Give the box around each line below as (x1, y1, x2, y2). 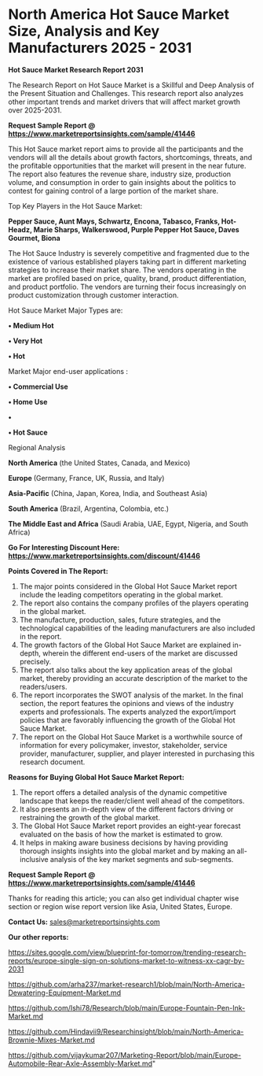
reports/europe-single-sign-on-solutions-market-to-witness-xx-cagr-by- (8, 956, 245, 965)
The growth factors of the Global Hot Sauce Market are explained (19, 640, 232, 649)
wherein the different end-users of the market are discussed (42, 648, 238, 658)
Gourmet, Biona (8, 233, 60, 242)
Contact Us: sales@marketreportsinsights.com (8, 917, 161, 926)
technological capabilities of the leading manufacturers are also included (19, 623, 255, 633)
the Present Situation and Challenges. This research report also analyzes (8, 88, 244, 98)
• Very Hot (8, 336, 43, 346)
